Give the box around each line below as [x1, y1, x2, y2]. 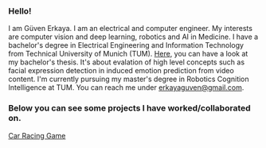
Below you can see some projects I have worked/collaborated [8, 103, 251, 114]
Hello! [8, 6, 32, 17]
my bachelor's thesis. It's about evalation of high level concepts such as [8, 57, 245, 67]
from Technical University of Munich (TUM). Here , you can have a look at [8, 49, 248, 59]
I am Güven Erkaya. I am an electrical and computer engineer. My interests [8, 24, 253, 33]
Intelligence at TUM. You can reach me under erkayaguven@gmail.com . [8, 83, 244, 92]
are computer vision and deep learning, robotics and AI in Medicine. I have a [8, 32, 259, 41]
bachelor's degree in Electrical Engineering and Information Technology [8, 41, 244, 50]
